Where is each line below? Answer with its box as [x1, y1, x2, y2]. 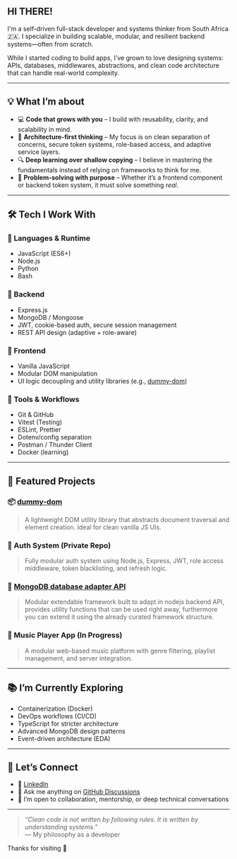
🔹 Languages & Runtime [7, 233, 90, 243]
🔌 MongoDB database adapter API [7, 582, 126, 592]
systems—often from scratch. [7, 40, 94, 48]
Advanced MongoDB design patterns [17, 727, 126, 735]
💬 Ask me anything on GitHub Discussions [17, 788, 140, 796]
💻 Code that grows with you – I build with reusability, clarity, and [17, 114, 208, 123]
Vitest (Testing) [17, 418, 62, 427]
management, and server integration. [24, 653, 133, 663]
